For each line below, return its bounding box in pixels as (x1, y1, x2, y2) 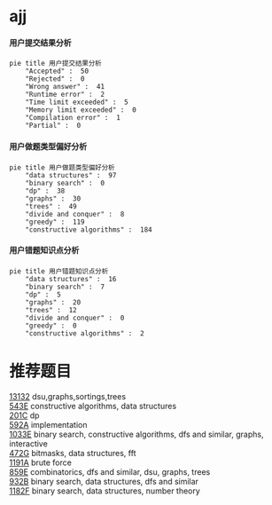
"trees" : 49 (25, 201, 77, 210)
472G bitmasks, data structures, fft (9, 447, 136, 458)
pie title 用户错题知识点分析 (9, 266, 109, 276)
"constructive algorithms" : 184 (25, 225, 152, 234)
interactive (9, 438, 49, 449)
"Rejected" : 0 (25, 75, 86, 83)
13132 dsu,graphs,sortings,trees (9, 391, 127, 401)
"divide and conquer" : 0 (25, 313, 125, 322)
